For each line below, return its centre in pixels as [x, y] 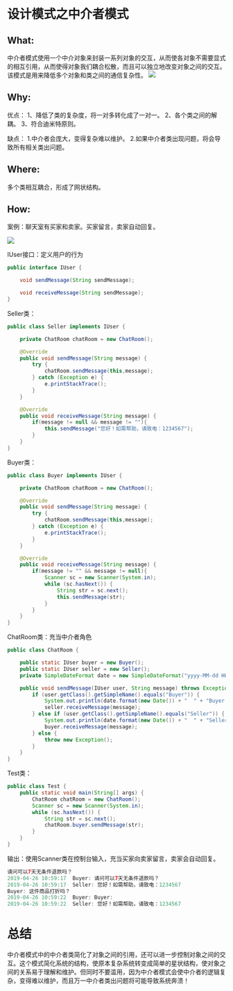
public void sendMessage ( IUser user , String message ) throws [110, 688]
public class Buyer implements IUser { [65, 475]
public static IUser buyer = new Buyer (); [82, 663]
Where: [24, 170]
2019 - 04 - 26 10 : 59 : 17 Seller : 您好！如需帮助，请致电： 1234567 [94, 885]
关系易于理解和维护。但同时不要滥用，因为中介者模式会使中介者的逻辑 [119, 972]
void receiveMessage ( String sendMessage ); [82, 293]
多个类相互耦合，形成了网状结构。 [56, 187]
